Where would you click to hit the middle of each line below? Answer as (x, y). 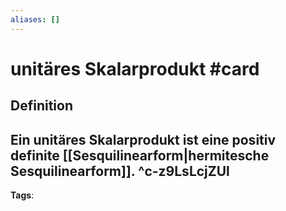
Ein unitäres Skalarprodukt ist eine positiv (143, 139)
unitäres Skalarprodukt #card (135, 68)
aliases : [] (35, 19)
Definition (41, 106)
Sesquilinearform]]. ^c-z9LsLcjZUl (120, 171)
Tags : (22, 195)
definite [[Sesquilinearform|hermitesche (140, 155)
